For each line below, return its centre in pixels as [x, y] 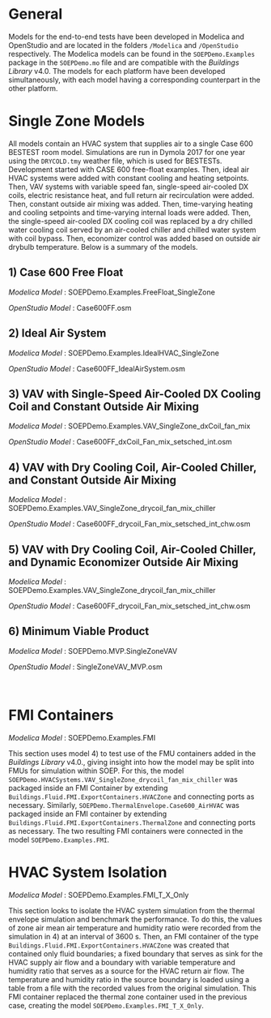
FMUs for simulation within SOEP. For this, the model [96, 771]
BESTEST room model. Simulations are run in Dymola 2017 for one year [127, 152]
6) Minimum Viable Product [79, 631]
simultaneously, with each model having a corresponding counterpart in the [134, 79]
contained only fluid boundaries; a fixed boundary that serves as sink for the [135, 953]
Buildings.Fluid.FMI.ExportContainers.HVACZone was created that [119, 945]
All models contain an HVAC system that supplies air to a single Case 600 [131, 144]
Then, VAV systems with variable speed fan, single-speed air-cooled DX [129, 187]
